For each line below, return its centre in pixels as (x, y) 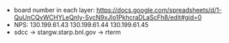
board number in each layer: (54, 10)
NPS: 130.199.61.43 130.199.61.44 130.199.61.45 (81, 25)
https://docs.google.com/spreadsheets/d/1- (159, 10)
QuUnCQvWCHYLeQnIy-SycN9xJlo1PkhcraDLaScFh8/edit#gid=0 (108, 17)
